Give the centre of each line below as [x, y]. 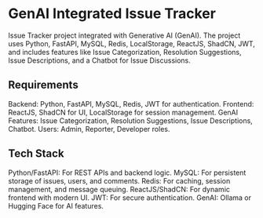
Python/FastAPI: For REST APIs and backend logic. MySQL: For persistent [127, 173]
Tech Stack [36, 154]
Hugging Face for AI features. [56, 205]
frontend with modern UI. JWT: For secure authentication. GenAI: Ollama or [130, 198]
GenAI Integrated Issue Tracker [112, 14]
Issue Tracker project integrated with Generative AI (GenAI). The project [124, 35]
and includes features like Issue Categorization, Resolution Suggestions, [125, 52]
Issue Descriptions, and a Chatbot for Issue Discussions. [99, 60]
